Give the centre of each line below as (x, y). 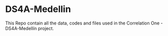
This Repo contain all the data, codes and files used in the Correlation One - (84, 23)
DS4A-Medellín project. (30, 28)
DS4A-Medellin (38, 9)
